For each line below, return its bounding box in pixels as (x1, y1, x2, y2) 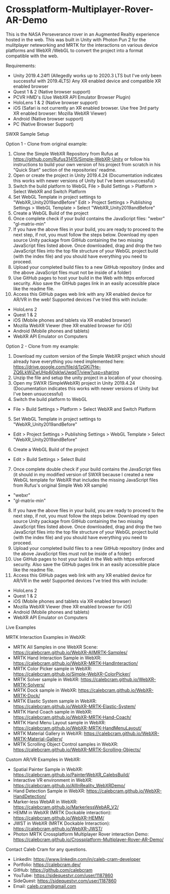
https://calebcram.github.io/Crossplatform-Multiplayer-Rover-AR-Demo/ (13, 836, 164, 842)
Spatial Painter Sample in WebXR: (13, 766, 83, 772)
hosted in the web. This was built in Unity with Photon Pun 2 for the (6, 37, 146, 43)
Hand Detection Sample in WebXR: (13, 788, 86, 794)
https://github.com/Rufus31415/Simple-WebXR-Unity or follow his (13, 156, 150, 162)
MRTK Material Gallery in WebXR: (13, 730, 83, 736)
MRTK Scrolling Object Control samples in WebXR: (13, 741, 118, 747)
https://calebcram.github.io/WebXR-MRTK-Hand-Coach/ (13, 714, 132, 720)
